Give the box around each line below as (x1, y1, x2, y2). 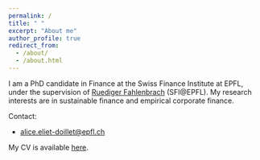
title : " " (8, 19, 45, 27)
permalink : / (8, 11, 52, 20)
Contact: (8, 111, 38, 121)
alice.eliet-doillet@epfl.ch (19, 126, 105, 137)
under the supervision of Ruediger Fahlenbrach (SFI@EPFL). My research (8, 87, 252, 96)
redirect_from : (8, 42, 60, 50)
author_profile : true (8, 34, 81, 43)
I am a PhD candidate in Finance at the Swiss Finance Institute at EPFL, (8, 78, 244, 88)
